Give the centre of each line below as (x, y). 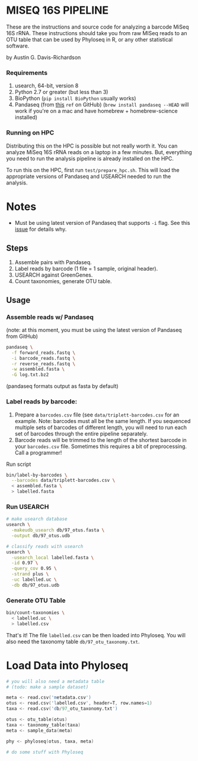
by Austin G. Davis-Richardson (44, 57)
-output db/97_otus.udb (41, 535)
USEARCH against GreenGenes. (54, 275)
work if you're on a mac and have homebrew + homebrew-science (96, 111)
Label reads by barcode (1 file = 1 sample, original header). (86, 269)
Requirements (27, 73)
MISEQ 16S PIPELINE (58, 10)
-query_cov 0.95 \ (34, 569)
